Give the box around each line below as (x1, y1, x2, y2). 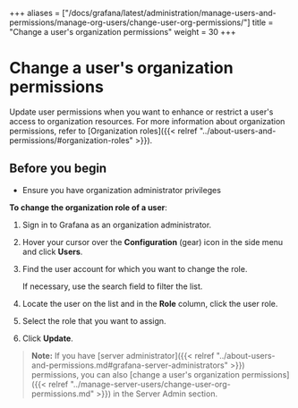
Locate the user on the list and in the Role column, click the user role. (21, 298, 278, 309)
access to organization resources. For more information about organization (9, 115, 285, 126)
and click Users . (21, 246, 83, 257)
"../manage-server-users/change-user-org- (70, 378, 231, 389)
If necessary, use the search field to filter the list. (21, 281, 203, 292)
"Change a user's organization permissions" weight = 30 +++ (9, 27, 237, 37)
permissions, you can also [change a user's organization (30, 369, 240, 379)
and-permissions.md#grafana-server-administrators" (30, 360, 228, 370)
